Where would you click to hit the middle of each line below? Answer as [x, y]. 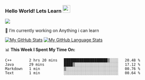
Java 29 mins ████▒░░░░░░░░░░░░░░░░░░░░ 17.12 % [72, 65]
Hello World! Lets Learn [33, 11]
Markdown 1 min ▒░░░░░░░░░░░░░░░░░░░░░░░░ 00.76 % [72, 69]
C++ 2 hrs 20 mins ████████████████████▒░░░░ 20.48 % [72, 61]
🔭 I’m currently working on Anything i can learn [52, 31]
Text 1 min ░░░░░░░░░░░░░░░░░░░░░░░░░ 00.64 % [72, 73]
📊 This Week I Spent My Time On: [40, 50]
